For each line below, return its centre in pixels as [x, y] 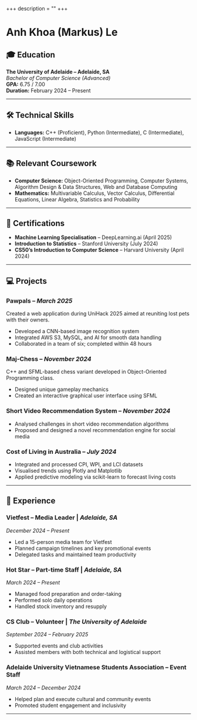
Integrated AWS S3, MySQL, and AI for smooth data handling [88, 337]
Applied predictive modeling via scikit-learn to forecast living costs [95, 477]
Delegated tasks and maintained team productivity [75, 554]
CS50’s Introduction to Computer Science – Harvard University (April [99, 250]
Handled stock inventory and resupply [61, 606]
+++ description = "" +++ [37, 9]
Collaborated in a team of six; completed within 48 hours [83, 344]
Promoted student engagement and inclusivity [70, 705]
